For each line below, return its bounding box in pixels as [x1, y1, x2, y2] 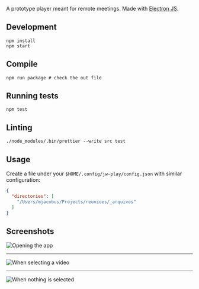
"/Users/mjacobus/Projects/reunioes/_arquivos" [17, 198, 136, 205]
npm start [6, 43, 31, 49]
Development [6, 22, 57, 32]
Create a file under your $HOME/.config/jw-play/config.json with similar [6, 170, 182, 177]
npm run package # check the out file [6, 75, 102, 81]
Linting [6, 123, 33, 133]
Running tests [6, 91, 59, 101]
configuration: [6, 176, 40, 184]
